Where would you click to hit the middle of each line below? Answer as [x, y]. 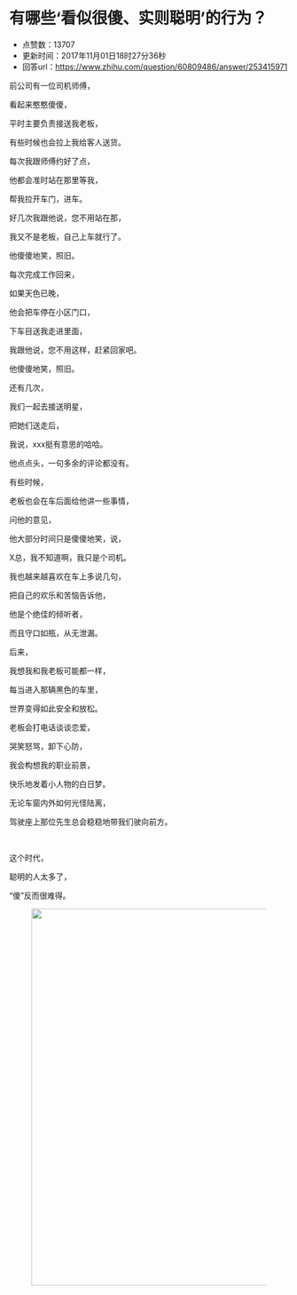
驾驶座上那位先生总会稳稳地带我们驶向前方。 [91, 822]
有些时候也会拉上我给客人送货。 [67, 142]
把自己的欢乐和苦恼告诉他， [60, 595]
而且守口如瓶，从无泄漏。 [56, 632]
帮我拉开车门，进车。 [48, 199]
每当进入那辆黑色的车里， [56, 689]
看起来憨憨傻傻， [40, 104]
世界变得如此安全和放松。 [56, 708]
